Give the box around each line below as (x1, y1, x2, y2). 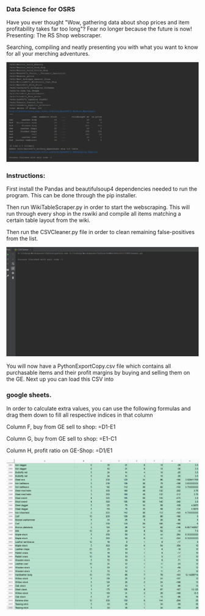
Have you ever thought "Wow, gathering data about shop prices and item (6, 19, 190, 26)
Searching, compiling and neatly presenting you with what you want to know (6, 43, 198, 51)
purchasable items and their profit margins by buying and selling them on (6, 369, 190, 376)
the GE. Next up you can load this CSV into (6, 375, 114, 383)
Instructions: (6, 171, 46, 180)
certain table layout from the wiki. (6, 216, 90, 224)
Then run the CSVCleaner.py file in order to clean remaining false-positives (6, 228, 195, 235)
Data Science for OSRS (6, 5, 76, 13)
